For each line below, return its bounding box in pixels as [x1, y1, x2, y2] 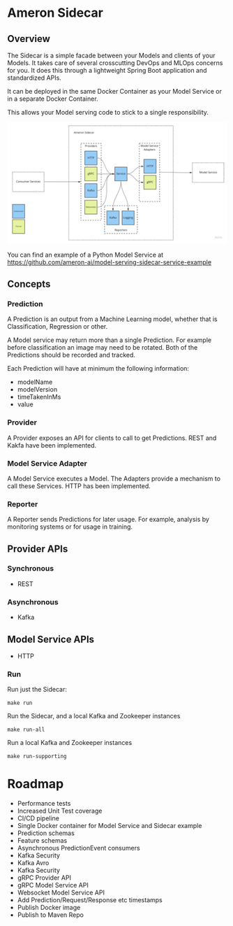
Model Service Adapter [7, 458, 87, 468]
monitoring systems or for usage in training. [7, 522, 133, 531]
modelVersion [17, 385, 58, 394]
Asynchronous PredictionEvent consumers [17, 844, 141, 853]
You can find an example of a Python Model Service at [7, 250, 164, 259]
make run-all [7, 726, 45, 734]
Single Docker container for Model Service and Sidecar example [17, 822, 202, 830]
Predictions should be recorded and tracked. [7, 351, 136, 359]
